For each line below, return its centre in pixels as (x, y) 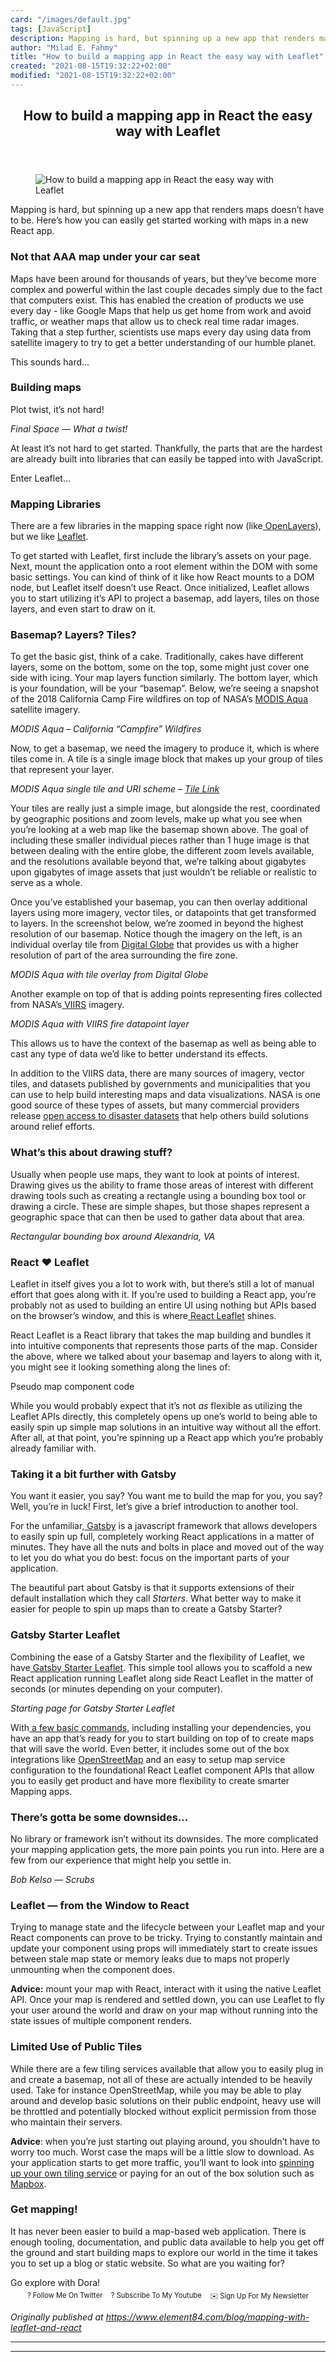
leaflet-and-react (46, 2328)
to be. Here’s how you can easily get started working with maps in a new (159, 220)
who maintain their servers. (66, 2122)
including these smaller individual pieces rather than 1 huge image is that (160, 840)
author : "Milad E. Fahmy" (64, 47)
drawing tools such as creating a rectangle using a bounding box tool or (158, 1195)
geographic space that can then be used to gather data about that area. (158, 1217)
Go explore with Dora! (55, 2282)
